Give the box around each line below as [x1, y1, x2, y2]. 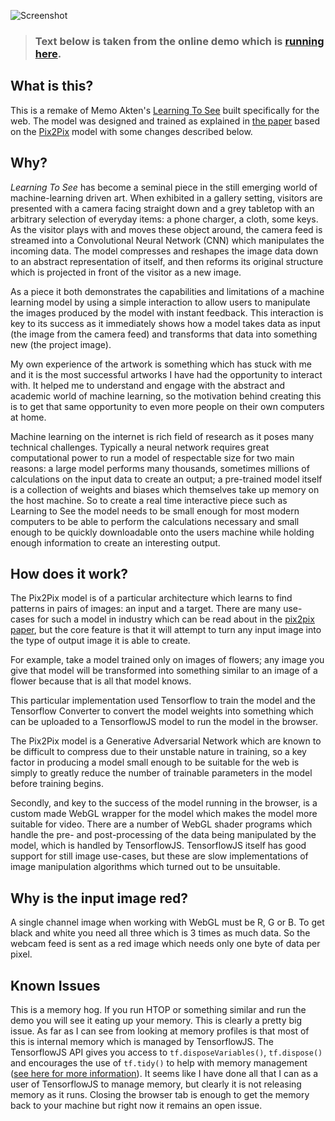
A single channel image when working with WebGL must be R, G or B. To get [10, 916, 325, 929]
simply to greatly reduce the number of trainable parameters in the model [10, 767, 313, 779]
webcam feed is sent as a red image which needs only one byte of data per [10, 938, 321, 950]
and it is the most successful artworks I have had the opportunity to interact [10, 368, 323, 380]
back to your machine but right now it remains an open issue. [10, 1099, 263, 1111]
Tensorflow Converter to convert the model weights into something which [10, 705, 314, 717]
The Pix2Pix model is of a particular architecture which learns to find [10, 592, 293, 604]
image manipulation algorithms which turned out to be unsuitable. [10, 861, 281, 873]
